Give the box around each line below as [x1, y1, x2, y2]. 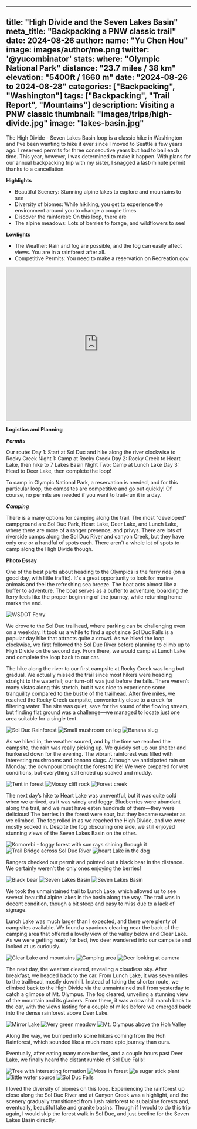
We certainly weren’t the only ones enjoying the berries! [6, 865, 141, 872]
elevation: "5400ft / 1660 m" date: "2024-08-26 [6, 72, 188, 82]
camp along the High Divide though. [6, 545, 93, 552]
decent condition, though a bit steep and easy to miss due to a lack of [6, 900, 175, 907]
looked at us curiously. [6, 942, 61, 949]
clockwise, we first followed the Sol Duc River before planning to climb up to [6, 641, 191, 648]
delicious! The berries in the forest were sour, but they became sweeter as [6, 811, 186, 818]
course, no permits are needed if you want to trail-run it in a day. [6, 491, 162, 498]
